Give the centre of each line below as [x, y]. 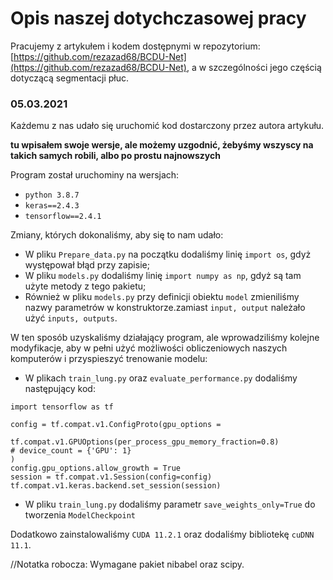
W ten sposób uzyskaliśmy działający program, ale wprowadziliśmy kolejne [165, 338]
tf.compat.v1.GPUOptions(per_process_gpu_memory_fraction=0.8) [145, 442]
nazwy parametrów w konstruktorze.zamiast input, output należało [165, 308]
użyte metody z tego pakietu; [85, 286]
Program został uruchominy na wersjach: [95, 175]
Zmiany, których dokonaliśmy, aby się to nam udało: [117, 235]
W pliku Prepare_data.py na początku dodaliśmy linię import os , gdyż [168, 254]
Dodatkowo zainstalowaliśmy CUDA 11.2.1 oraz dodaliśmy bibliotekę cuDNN [162, 534]
